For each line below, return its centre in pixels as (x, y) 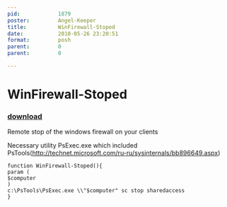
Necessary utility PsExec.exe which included (72, 146)
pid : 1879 (39, 14)
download (25, 116)
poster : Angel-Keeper (52, 20)
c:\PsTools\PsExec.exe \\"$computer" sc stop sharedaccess (96, 191)
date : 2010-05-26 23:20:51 (63, 34)
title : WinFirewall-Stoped (61, 27)
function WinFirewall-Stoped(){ (55, 166)
